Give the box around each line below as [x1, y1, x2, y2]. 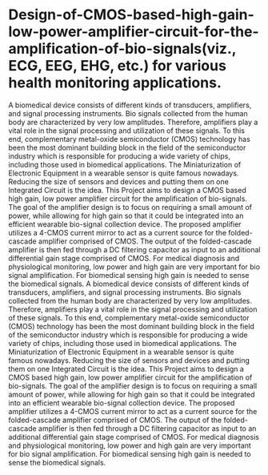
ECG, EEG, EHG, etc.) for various [8, 57, 226, 75]
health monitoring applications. [8, 74, 222, 92]
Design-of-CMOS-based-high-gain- [8, 6, 254, 24]
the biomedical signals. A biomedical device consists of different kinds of [8, 279, 250, 288]
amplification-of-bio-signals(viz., [8, 40, 237, 58]
